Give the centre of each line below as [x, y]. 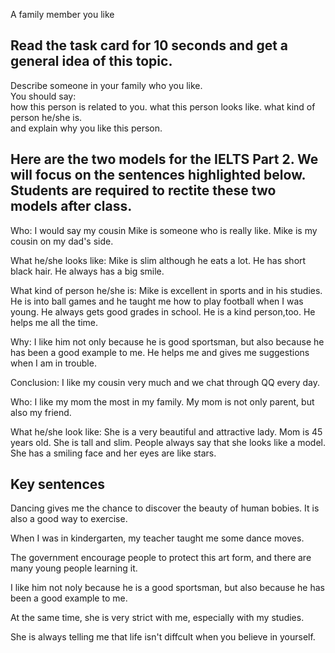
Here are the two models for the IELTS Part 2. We [164, 159]
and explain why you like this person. [86, 128]
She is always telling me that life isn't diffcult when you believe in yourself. [163, 637]
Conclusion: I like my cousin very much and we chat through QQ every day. [165, 382]
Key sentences [58, 484]
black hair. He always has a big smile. [87, 271]
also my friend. [41, 412]
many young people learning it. [74, 568]
